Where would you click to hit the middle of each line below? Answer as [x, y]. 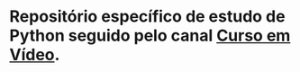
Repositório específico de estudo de [147, 17]
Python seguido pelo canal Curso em [150, 36]
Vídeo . [35, 55]
